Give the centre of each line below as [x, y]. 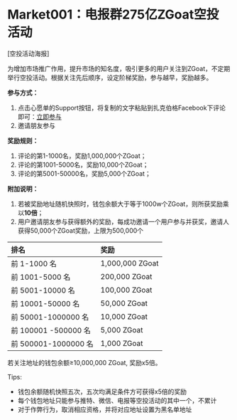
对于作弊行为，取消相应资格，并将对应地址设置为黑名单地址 [105, 409]
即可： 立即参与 [39, 116]
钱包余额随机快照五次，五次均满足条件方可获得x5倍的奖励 [102, 392]
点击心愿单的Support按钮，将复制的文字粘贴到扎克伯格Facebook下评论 [121, 107]
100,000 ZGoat [126, 290]
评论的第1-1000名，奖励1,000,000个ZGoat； [82, 156]
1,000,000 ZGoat [129, 263]
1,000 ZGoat [122, 343]
